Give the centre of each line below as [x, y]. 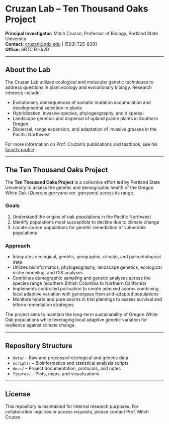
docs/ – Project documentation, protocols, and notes [67, 368]
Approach [18, 246]
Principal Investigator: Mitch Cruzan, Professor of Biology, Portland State [82, 33]
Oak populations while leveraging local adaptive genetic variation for [76, 320]
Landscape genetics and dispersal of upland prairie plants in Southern [85, 118]
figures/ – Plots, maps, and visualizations [56, 374]
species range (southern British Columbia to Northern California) [79, 283]
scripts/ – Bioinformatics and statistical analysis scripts [70, 363]
